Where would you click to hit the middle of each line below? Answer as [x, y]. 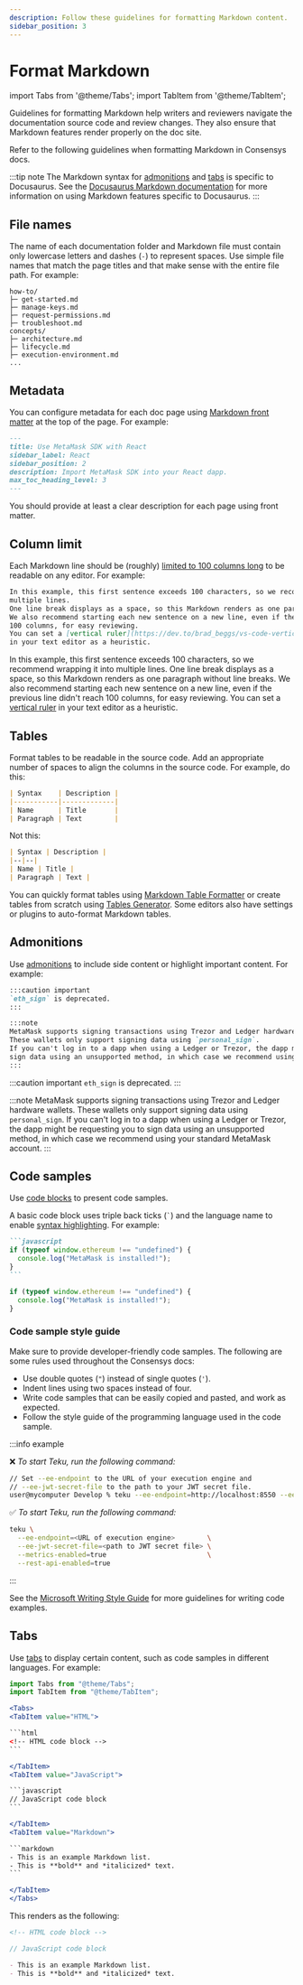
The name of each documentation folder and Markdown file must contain [145, 247]
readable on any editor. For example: [78, 575]
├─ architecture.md [46, 340]
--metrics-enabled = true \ [115, 1554]
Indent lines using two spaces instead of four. [107, 1388]
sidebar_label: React [50, 455]
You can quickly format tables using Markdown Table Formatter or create [145, 894]
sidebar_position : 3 [48, 26]
